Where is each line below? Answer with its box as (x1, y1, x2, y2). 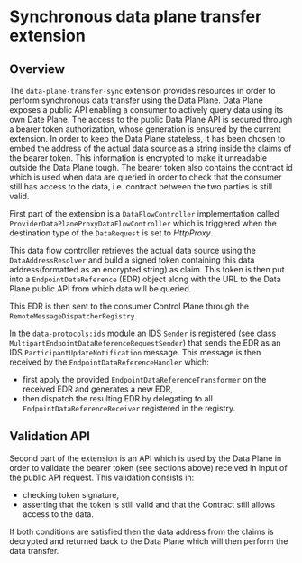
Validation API (9, 429, 90, 444)
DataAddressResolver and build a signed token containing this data (9, 254, 255, 265)
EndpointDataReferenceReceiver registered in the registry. (22, 403, 236, 413)
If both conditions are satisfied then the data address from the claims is (9, 526, 274, 537)
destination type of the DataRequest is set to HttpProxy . (9, 227, 214, 238)
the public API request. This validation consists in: (9, 472, 195, 483)
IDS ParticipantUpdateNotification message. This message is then (9, 347, 261, 357)
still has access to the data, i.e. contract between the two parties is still (9, 181, 273, 191)
